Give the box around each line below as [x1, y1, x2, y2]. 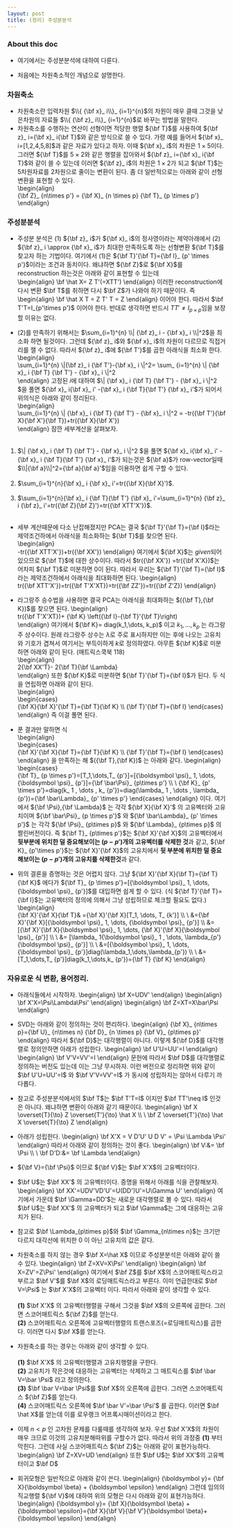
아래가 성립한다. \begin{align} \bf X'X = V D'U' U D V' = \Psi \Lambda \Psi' [17, 1132, 226, 1141]
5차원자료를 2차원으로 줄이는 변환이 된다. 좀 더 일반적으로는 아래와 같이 [17, 168, 210, 176]
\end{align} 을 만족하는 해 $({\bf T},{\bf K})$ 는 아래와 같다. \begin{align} [17, 756, 221, 764]
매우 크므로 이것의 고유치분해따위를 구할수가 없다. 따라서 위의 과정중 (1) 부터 [17, 1433, 223, 1442]
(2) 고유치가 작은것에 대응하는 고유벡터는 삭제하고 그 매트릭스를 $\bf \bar [17, 1367, 216, 1375]
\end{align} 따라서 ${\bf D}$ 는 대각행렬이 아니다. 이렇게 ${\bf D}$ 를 [17, 1036, 206, 1044]
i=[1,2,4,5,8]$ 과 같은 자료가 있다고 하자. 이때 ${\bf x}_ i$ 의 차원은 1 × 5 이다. [17, 141, 224, 150]
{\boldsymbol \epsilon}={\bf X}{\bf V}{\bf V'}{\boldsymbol [17, 1507, 185, 1515]
